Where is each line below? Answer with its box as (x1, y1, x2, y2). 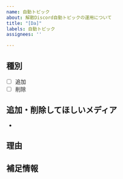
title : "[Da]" (6, 20, 42, 26)
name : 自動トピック (6, 8, 50, 15)
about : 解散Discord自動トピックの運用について (6, 15, 112, 21)
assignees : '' (6, 32, 42, 38)
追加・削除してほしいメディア (6, 105, 117, 115)
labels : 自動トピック (6, 25, 56, 32)
